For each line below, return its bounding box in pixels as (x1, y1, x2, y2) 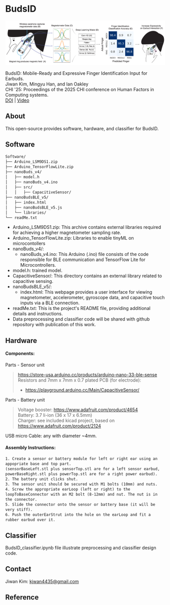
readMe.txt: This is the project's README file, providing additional (12, 305, 151, 311)
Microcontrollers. (20, 262, 56, 268)
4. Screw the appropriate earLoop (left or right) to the (5, 487, 130, 492)
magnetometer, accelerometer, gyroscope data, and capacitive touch (20, 295, 165, 301)
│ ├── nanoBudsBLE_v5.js (5, 205, 62, 210)
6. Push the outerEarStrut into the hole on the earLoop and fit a (5, 512, 151, 517)
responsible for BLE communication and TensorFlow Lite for (20, 256, 146, 263)
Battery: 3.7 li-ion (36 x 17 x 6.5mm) (17, 412, 92, 418)
